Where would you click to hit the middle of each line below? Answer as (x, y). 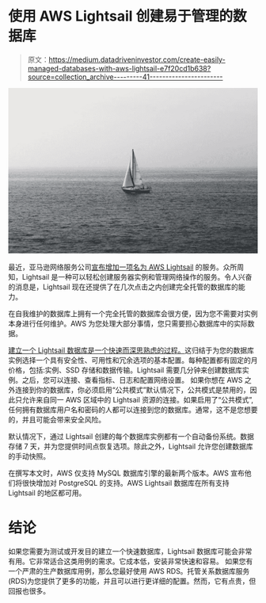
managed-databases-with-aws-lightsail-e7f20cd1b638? (119, 68)
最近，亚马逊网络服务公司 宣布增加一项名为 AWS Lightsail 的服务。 (116, 267)
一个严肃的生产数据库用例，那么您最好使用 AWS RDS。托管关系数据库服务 (129, 571)
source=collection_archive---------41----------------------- (125, 77)
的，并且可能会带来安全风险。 (57, 420)
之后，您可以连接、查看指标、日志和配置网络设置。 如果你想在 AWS (132, 380)
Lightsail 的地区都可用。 (47, 493)
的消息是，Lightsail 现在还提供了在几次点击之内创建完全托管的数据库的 (123, 287)
